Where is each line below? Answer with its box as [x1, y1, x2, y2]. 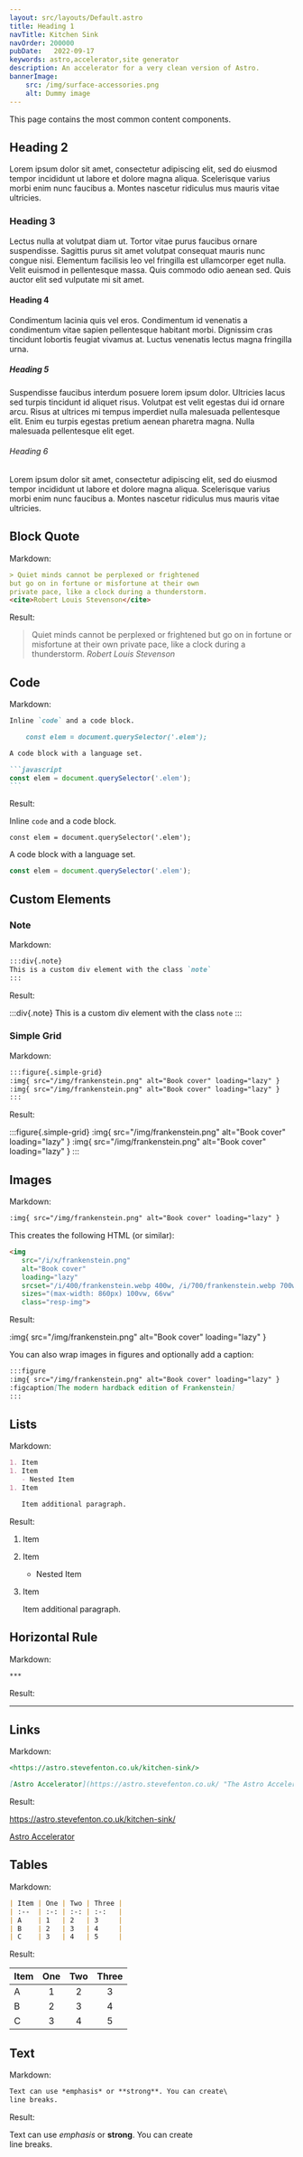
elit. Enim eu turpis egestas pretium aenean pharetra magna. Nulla [9, 416, 255, 426]
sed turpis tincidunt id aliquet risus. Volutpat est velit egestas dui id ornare [9, 397, 286, 407]
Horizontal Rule [9, 1629, 98, 1645]
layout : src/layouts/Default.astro [9, 13, 143, 23]
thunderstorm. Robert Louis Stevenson [31, 649, 176, 659]
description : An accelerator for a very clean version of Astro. [9, 64, 260, 73]
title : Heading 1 [9, 22, 75, 31]
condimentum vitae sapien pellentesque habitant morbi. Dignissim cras [9, 324, 273, 335]
